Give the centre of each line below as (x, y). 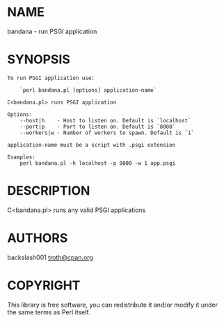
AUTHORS (38, 238)
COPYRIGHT (44, 285)
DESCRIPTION (49, 191)
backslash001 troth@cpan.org (50, 257)
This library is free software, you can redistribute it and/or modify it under (112, 305)
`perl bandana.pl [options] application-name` (88, 90)
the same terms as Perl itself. (49, 312)
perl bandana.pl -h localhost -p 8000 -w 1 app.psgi (98, 163)
